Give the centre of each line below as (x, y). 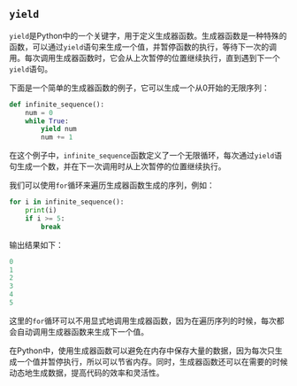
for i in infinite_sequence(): (67, 202)
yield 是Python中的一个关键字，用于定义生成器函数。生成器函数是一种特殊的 (148, 35)
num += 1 (57, 137)
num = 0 (39, 112)
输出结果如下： (36, 244)
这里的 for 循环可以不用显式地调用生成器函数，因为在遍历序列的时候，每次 (143, 320)
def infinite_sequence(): (57, 104)
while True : (47, 121)
